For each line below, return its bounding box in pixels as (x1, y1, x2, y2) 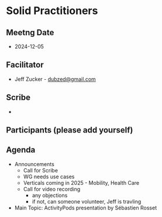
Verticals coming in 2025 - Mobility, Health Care (23, 179, 139, 186)
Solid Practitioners (6, 4, 98, 18)
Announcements (14, 160, 54, 168)
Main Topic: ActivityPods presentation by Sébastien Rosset (14, 204, 157, 211)
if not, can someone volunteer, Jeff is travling (32, 198, 142, 205)
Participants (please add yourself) (6, 125, 133, 135)
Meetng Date (6, 28, 54, 38)
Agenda (6, 145, 36, 155)
